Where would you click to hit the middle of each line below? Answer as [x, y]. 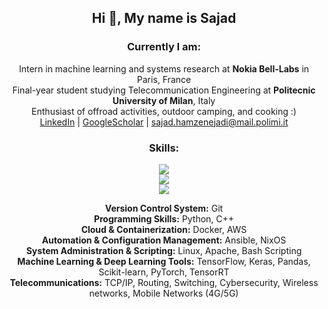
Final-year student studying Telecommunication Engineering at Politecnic [164, 90]
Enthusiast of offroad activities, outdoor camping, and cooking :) [164, 111]
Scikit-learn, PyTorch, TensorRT [164, 272]
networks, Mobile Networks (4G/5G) [164, 293]
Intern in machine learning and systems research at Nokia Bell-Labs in [164, 68]
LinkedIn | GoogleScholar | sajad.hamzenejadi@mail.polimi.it [164, 122]
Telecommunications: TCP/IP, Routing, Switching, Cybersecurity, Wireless [164, 282]
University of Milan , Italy [164, 100]
